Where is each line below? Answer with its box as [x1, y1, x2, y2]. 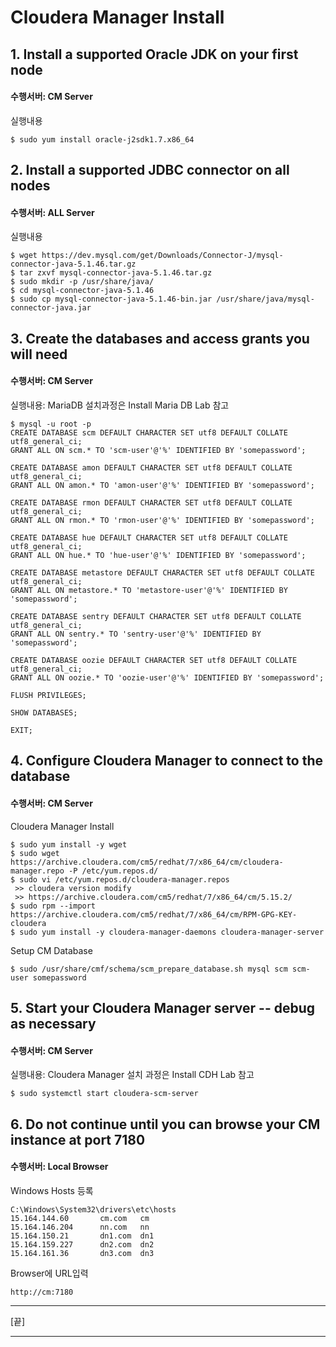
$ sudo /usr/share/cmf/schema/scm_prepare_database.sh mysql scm [10, 964, 288, 974]
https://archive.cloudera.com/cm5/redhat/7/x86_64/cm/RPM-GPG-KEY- [10, 909, 298, 920]
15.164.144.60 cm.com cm [10, 1213, 150, 1223]
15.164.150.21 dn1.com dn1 [10, 1231, 155, 1241]
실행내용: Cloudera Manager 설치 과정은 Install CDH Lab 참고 [10, 1069, 255, 1081]
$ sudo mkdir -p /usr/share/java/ [10, 277, 155, 287]
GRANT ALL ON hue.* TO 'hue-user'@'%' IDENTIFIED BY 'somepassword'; [10, 550, 307, 560]
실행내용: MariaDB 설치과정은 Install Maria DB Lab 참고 [10, 399, 230, 411]
